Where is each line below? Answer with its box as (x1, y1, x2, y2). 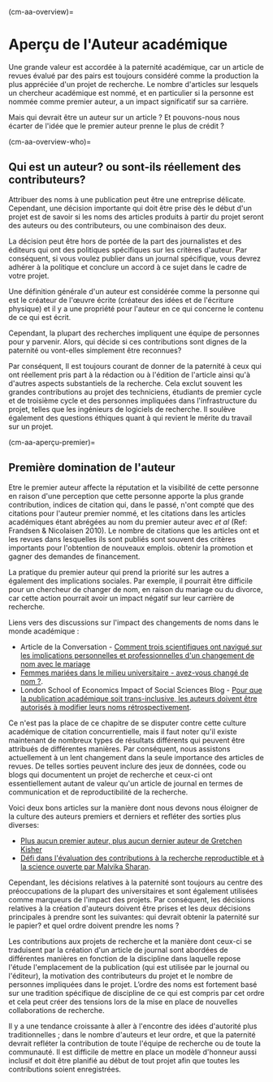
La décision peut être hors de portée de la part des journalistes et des (8, 236, 242, 246)
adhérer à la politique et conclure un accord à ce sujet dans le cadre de (8, 262, 247, 271)
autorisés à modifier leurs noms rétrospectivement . (19, 702, 192, 712)
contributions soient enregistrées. (8, 1064, 122, 1074)
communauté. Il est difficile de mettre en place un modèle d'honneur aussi (8, 1047, 258, 1057)
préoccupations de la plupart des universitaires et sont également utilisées (8, 885, 258, 896)
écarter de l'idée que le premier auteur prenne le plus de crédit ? (8, 121, 225, 131)
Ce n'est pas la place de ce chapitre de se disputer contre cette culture (8, 718, 247, 728)
